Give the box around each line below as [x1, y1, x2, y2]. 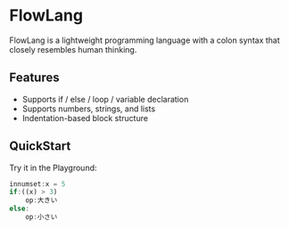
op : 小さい [25, 213, 58, 222]
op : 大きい [25, 196, 58, 205]
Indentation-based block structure [21, 112, 149, 123]
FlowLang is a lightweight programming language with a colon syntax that [9, 35, 281, 45]
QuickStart [9, 139, 71, 154]
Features [9, 70, 60, 86]
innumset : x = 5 [9, 179, 66, 188]
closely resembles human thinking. [9, 44, 137, 54]
